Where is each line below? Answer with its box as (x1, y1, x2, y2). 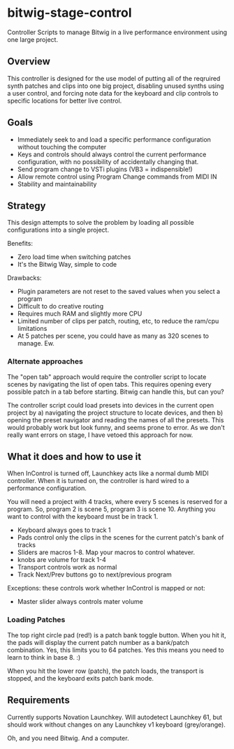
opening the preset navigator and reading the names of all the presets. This (7, 415, 224, 424)
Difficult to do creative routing (17, 302, 103, 311)
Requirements (7, 695, 70, 706)
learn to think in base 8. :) (7, 653, 81, 661)
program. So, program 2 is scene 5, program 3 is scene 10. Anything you (7, 505, 216, 514)
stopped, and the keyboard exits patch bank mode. (7, 674, 154, 682)
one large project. (7, 35, 58, 43)
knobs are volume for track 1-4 (17, 556, 106, 564)
